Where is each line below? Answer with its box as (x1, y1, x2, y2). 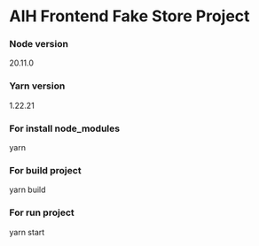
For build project (9, 165, 82, 176)
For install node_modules (9, 122, 121, 135)
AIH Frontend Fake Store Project (9, 6, 250, 27)
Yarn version (9, 80, 66, 92)
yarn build (9, 184, 46, 196)
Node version (9, 38, 69, 50)
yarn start (9, 227, 45, 237)
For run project (9, 206, 75, 219)
